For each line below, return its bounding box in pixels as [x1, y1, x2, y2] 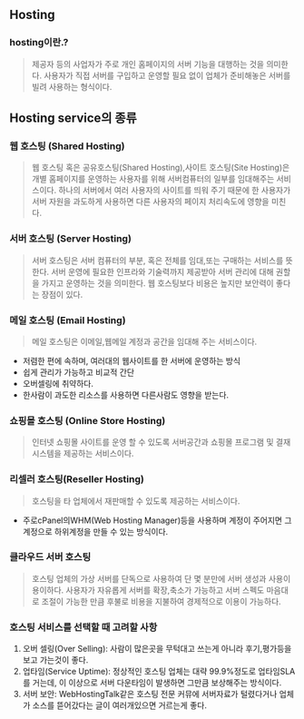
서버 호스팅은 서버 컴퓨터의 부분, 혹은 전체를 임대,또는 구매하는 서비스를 [31, 254, 284, 266]
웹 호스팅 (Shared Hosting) [9, 140, 125, 153]
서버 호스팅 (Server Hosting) [9, 232, 132, 245]
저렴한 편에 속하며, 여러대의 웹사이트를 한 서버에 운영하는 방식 [22, 355, 241, 366]
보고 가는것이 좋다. [22, 655, 89, 665]
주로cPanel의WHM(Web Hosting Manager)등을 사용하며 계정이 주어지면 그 [22, 515, 292, 526]
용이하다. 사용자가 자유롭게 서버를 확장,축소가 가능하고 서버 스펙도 [31, 585, 265, 596]
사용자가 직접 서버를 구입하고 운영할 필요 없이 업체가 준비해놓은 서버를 [44, 70, 291, 81]
